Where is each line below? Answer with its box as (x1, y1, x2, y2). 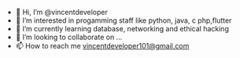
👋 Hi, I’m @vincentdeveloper (15, 8, 108, 16)
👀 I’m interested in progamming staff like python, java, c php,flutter (15, 16, 232, 25)
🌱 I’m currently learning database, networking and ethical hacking (15, 24, 230, 33)
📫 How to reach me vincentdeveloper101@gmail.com (15, 42, 190, 50)
